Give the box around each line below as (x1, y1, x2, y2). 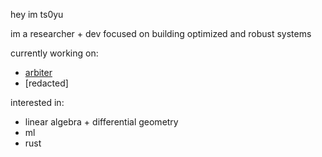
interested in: (10, 97, 65, 108)
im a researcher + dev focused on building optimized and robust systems (10, 28, 312, 39)
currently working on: (10, 47, 99, 59)
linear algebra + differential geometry (24, 116, 179, 128)
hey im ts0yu (10, 9, 64, 20)
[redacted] (24, 77, 69, 89)
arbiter (24, 67, 53, 78)
